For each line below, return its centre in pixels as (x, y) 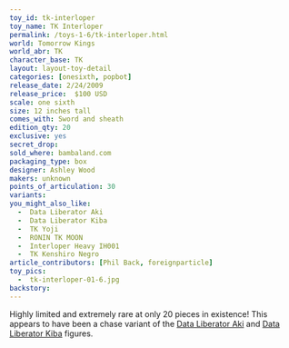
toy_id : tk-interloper (52, 18)
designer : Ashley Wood (52, 170)
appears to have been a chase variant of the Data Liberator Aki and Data (144, 323)
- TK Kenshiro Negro (59, 254)
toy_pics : (28, 272)
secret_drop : (34, 144)
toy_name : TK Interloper (56, 26)
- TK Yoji (38, 229)
